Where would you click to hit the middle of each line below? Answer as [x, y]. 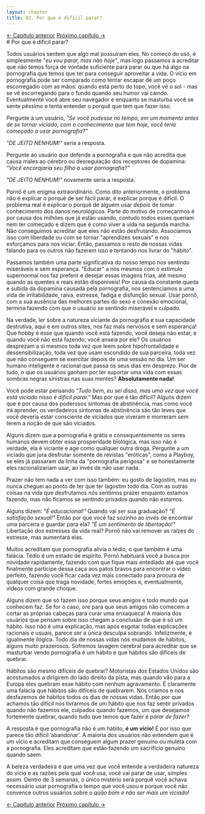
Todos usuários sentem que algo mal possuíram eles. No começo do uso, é [101, 53]
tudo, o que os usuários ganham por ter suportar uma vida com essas [94, 372]
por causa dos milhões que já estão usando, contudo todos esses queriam [100, 217]
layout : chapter [27, 12]
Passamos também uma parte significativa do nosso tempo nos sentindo [98, 262]
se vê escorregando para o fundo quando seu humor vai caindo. [88, 93]
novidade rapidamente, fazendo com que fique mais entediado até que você [102, 562]
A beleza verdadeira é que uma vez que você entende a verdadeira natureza [103, 766]
